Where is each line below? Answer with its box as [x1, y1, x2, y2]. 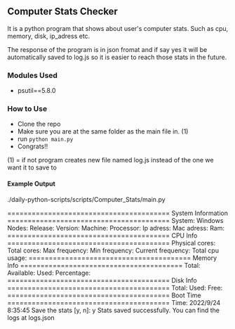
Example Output [7, 179, 56, 188]
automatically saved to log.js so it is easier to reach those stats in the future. [7, 53, 227, 61]
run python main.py [17, 135, 74, 143]
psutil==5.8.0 [17, 86, 56, 95]
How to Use [7, 104, 48, 114]
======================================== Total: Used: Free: [7, 283, 223, 292]
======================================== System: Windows [7, 216, 224, 224]
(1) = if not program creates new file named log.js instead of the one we [7, 156, 214, 164]
